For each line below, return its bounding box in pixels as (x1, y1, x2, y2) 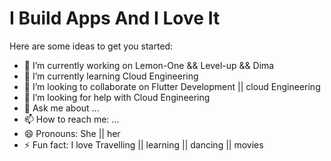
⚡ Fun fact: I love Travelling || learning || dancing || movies (23, 138, 264, 151)
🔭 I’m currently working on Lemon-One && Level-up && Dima (23, 59, 275, 71)
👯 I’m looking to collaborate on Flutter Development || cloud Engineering (23, 80, 321, 92)
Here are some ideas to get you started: (9, 40, 174, 52)
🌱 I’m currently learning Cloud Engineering (23, 70, 199, 82)
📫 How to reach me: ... (23, 113, 120, 125)
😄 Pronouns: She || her (23, 127, 121, 139)
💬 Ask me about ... (23, 102, 100, 114)
